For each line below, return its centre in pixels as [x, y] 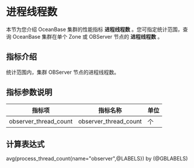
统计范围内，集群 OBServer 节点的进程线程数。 [63, 72]
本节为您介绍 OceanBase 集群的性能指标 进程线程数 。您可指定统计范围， [94, 29]
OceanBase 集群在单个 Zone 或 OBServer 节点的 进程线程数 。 [88, 36]
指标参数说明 [29, 92]
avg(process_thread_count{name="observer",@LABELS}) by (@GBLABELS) [97, 159]
